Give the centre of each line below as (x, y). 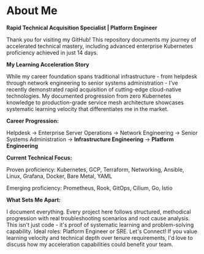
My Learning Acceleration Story (48, 64)
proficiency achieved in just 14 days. (52, 52)
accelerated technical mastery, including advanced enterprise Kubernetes (100, 46)
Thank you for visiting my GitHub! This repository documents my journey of (101, 39)
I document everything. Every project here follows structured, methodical (99, 212)
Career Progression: (33, 121)
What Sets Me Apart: (34, 199)
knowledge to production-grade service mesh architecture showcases (95, 102)
